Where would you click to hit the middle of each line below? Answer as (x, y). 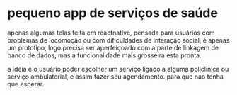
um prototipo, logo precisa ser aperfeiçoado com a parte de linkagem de (113, 47)
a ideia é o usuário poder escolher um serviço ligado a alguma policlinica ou (118, 69)
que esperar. (26, 84)
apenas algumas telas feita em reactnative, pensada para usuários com (111, 33)
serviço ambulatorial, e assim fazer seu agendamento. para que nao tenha (116, 77)
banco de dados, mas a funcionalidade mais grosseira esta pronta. (104, 55)
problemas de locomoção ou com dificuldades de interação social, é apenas (118, 40)
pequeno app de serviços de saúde (112, 13)
